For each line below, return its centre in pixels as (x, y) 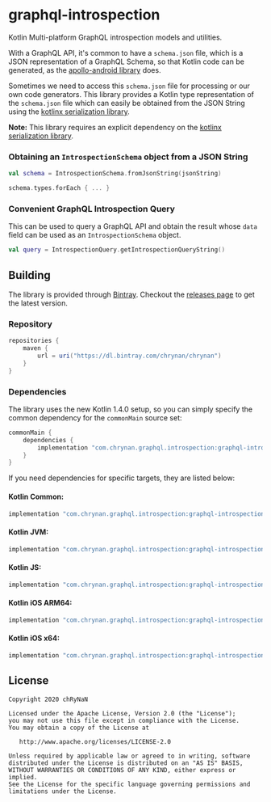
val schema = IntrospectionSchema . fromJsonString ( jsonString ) (115, 174)
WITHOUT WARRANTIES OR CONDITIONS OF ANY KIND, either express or (122, 770)
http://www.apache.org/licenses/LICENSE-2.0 (95, 741)
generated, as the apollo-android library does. (85, 70)
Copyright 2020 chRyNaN (48, 699)
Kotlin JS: (25, 568)
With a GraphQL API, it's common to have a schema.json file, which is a (126, 53)
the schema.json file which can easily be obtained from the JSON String (127, 103)
